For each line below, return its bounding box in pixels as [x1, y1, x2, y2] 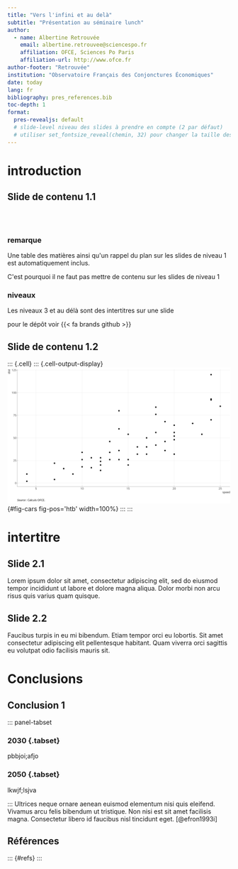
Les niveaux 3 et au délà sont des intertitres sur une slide [7, 306, 174, 315]
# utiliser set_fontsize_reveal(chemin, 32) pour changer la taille [13, 131, 220, 138]
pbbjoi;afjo [7, 752, 39, 760]
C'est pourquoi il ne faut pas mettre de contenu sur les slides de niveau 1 [7, 272, 220, 280]
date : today [7, 79, 42, 86]
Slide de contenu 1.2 [7, 341, 99, 353]
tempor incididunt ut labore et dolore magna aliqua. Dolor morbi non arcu [7, 584, 221, 593]
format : [7, 109, 30, 116]
